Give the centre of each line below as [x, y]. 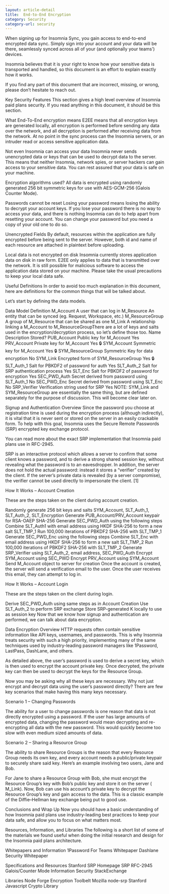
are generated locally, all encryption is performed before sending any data [82, 126]
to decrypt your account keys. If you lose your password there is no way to [83, 208]
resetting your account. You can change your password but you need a [79, 219]
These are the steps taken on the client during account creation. [72, 500]
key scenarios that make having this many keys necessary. [66, 692]
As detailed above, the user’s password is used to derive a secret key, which [84, 661]
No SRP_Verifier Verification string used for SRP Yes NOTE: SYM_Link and [82, 387]
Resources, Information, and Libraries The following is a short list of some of [84, 830]
